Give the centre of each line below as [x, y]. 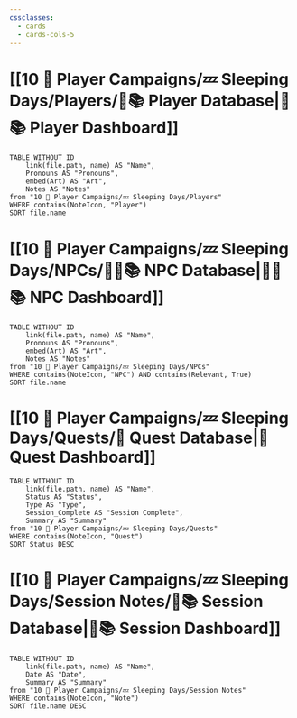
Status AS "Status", [64, 497]
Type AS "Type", [56, 505]
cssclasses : [32, 18]
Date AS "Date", [56, 675]
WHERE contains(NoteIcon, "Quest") [76, 537]
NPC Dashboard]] [97, 297]
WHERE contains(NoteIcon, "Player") [78, 205]
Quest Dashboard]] [83, 457]
